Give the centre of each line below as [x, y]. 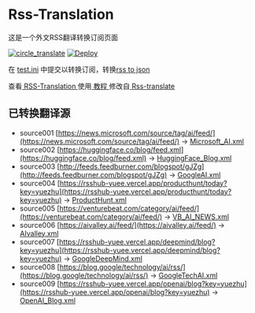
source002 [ [40, 149]
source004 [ [40, 183]
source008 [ [40, 266]
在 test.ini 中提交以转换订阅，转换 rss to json [79, 69]
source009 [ [40, 283]
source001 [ [39, 132]
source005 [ [40, 208]
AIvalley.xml [39, 233]
